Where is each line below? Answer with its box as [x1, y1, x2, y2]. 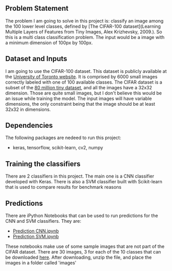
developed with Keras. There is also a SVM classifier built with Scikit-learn [5, 179, 163, 185]
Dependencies [5, 121, 53, 130]
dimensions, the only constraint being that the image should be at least [5, 101, 156, 107]
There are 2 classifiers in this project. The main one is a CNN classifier [5, 173, 155, 179]
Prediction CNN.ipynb [12, 228, 59, 234]
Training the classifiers [5, 159, 81, 168]
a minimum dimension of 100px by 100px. [5, 40, 93, 46]
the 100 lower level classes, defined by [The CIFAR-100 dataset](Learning [5, 23, 161, 29]
